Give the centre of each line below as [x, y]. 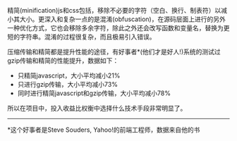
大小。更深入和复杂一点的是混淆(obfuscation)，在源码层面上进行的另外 [122, 19]
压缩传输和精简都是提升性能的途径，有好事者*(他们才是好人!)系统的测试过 [114, 52]
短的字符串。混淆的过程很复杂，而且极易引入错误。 [81, 37]
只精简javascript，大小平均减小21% [69, 75]
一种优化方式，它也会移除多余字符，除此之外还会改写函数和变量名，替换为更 [119, 28]
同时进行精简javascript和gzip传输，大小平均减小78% [94, 93]
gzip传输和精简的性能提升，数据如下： [63, 61]
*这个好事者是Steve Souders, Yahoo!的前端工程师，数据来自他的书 [104, 130]
